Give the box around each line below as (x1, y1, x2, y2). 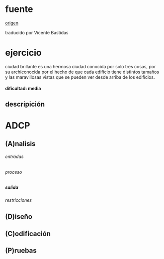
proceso (5, 169, 22, 175)
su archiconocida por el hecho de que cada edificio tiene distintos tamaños (5, 69, 160, 75)
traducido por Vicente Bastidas (5, 29, 69, 35)
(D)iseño (5, 213, 32, 221)
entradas (5, 153, 24, 160)
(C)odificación (5, 229, 51, 238)
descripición (5, 100, 45, 108)
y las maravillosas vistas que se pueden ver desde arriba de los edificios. (5, 74, 155, 80)
